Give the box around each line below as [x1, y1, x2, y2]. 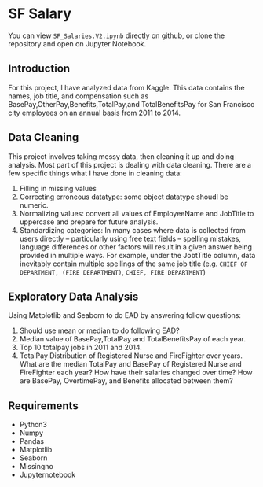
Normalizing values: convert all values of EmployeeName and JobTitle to [19, 208, 254, 218]
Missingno [19, 462, 53, 471]
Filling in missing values [19, 183, 97, 193]
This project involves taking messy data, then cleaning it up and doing [8, 151, 235, 161]
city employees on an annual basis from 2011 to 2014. [8, 108, 181, 117]
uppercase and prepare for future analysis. [19, 217, 159, 227]
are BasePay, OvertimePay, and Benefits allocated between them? [19, 376, 233, 386]
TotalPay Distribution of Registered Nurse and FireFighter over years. [19, 351, 243, 360]
